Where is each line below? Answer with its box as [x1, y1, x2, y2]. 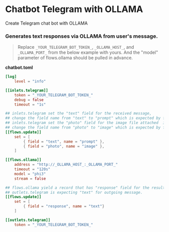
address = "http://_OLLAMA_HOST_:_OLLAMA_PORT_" [14, 162, 118, 167]
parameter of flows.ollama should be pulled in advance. [17, 55, 133, 61]
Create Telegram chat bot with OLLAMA [5, 20, 88, 26]
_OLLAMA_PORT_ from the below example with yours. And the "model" [17, 49, 158, 56]
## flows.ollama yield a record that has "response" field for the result [5, 185, 165, 190]
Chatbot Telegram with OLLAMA [5, 4, 143, 15]
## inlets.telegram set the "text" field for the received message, [5, 111, 152, 116]
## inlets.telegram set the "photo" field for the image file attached [5, 121, 158, 126]
